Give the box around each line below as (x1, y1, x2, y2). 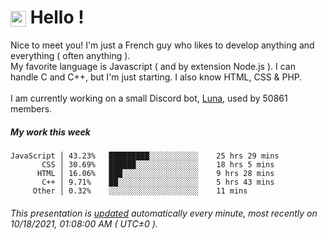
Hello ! (29, 6, 85, 29)
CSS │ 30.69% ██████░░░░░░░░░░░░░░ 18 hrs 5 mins (41, 159, 275, 170)
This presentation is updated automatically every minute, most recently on (10, 207, 318, 219)
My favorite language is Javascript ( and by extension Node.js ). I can (10, 60, 296, 72)
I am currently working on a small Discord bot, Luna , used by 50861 (10, 92, 288, 104)
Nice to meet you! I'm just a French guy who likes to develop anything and (10, 39, 315, 51)
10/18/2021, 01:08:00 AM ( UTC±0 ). (10, 217, 158, 230)
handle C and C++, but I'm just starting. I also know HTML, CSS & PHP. (10, 71, 303, 83)
